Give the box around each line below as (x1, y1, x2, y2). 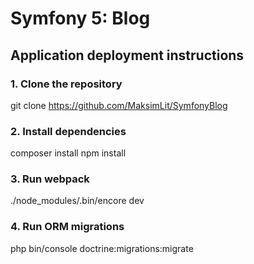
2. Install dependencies (10, 124, 127, 138)
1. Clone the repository (10, 77, 123, 91)
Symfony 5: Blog (10, 7, 151, 30)
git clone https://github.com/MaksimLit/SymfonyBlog (10, 99, 228, 111)
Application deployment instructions (10, 47, 245, 64)
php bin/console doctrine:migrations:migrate (10, 242, 194, 254)
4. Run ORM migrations (10, 220, 125, 234)
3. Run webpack (10, 172, 90, 186)
